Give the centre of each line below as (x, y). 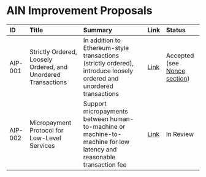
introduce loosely (108, 71)
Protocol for (47, 130)
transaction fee (105, 164)
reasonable (99, 157)
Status (176, 30)
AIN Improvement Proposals (79, 11)
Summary (97, 30)
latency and (100, 149)
